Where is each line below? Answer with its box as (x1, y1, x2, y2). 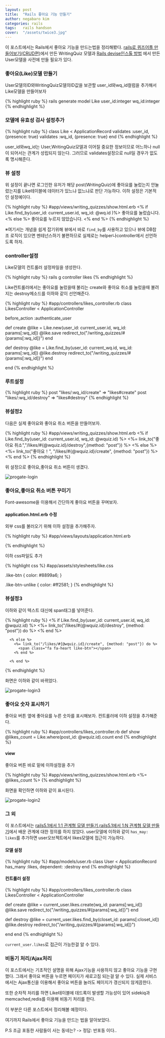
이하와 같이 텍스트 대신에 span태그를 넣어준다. (5, 607, 94, 613)
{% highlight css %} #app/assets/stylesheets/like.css (5, 563, 114, 569)
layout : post (5, 7, 32, 12)
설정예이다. (10, 194, 32, 200)
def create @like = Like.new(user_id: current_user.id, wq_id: (5, 325, 127, 331)
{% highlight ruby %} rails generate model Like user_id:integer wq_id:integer (5, 98, 160, 104)
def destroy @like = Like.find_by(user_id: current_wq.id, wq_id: (5, 345, 133, 351)
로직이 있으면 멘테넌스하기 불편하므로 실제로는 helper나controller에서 (10, 232, 144, 238)
